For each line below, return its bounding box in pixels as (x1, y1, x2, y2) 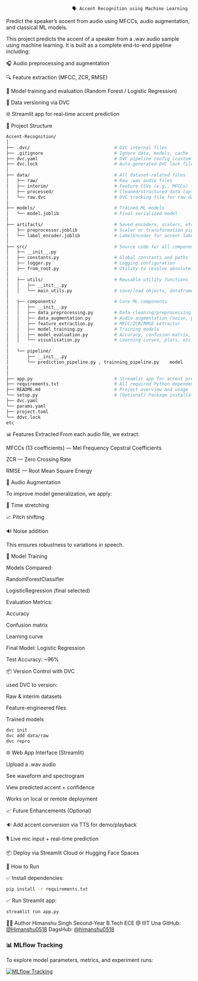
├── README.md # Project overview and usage (6, 387, 189, 393)
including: (6, 48, 31, 55)
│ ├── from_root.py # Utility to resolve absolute (6, 266, 192, 272)
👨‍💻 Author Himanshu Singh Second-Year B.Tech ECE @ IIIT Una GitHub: (6, 919, 181, 927)
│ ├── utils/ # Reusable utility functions (6, 276, 189, 283)
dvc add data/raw (6, 733, 49, 739)
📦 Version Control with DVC (6, 668, 75, 675)
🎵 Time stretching (6, 502, 49, 509)
